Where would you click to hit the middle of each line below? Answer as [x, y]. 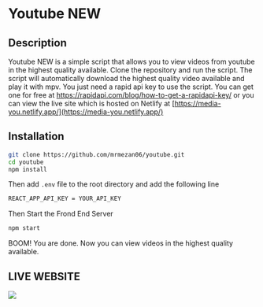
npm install [28, 169]
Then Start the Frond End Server [61, 214]
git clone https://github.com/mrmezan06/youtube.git [96, 154]
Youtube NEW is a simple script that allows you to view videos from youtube [131, 61]
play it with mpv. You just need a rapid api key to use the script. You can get [131, 87]
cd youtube [26, 162]
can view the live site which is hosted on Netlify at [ [91, 104]
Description [37, 43]
